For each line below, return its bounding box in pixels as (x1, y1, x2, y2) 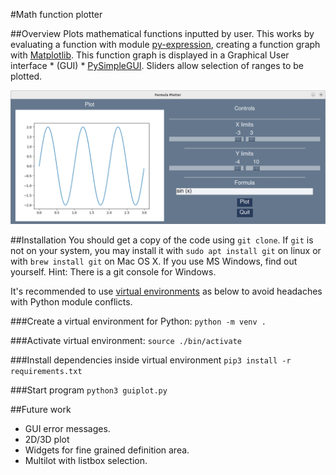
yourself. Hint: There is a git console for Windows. (10, 265, 217, 278)
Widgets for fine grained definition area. (24, 444, 190, 456)
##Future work (10, 403, 72, 415)
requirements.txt (10, 366, 83, 376)
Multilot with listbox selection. (24, 454, 148, 466)
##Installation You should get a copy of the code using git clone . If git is (10, 234, 314, 246)
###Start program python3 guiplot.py (10, 384, 168, 396)
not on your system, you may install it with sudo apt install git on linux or (10, 244, 322, 256)
